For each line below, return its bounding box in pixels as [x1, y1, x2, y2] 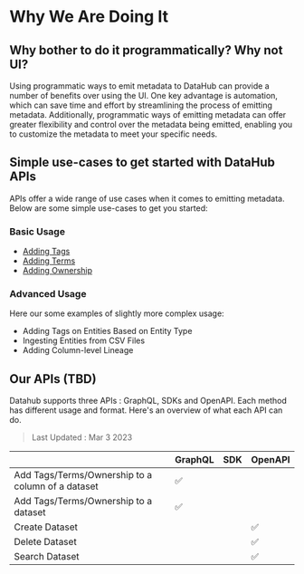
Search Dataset [14, 550, 80, 563]
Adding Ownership [22, 265, 93, 276]
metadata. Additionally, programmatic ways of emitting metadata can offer [9, 110, 287, 120]
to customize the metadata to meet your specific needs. [9, 129, 218, 139]
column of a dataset [14, 480, 100, 493]
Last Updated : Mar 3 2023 [31, 432, 133, 443]
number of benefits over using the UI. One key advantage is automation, [9, 91, 279, 100]
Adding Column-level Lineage [22, 345, 134, 356]
